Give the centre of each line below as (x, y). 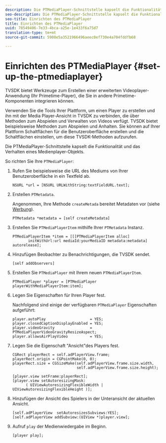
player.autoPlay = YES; (58, 319)
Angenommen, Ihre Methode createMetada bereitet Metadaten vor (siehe (86, 204)
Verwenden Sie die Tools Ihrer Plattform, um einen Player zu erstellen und (80, 110)
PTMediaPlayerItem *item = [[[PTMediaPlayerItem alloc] (71, 236)
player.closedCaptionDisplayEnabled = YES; (58, 323)
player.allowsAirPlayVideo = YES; (58, 336)
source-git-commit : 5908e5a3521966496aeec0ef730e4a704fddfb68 (70, 38)
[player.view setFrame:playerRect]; (50, 376)
